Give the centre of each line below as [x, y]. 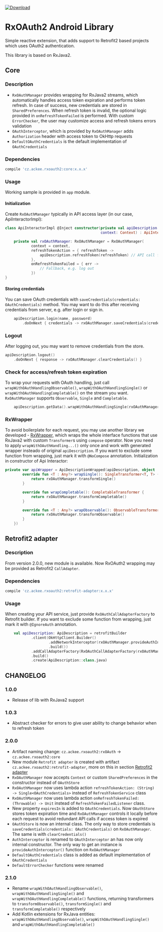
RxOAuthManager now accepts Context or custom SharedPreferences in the [85, 777]
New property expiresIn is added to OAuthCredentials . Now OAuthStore [83, 808]
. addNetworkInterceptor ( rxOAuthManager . [90, 642]
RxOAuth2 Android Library [59, 27]
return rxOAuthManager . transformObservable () [78, 515]
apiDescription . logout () [30, 355]
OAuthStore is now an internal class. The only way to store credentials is [84, 824]
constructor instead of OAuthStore [46, 782]
